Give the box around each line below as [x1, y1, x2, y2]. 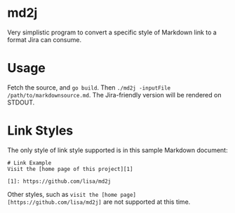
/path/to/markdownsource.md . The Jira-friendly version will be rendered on [7, 90, 222, 99]
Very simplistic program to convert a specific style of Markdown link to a [7, 28, 217, 36]
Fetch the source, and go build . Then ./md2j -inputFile [7, 83, 171, 92]
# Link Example [7, 159, 52, 166]
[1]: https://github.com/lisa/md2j [7, 177, 112, 185]
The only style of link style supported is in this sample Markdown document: [7, 146, 228, 154]
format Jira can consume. [7, 35, 82, 43]
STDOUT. [7, 98, 35, 106]
